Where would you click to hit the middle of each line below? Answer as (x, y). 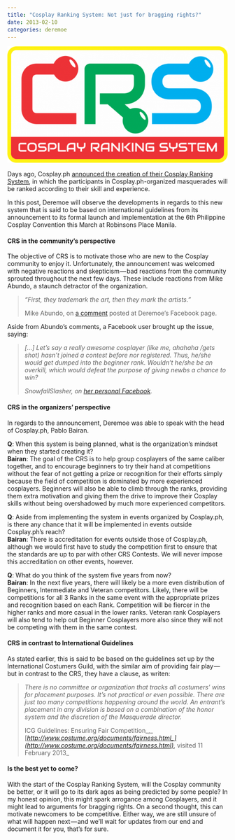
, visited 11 (188, 745)
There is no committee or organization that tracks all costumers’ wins (125, 687)
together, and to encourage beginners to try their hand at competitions (109, 466)
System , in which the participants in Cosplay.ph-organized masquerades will (117, 181)
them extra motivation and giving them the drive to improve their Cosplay (113, 496)
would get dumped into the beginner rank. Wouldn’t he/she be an (119, 363)
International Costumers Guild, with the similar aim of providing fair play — (114, 666)
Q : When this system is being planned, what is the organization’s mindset (113, 444)
